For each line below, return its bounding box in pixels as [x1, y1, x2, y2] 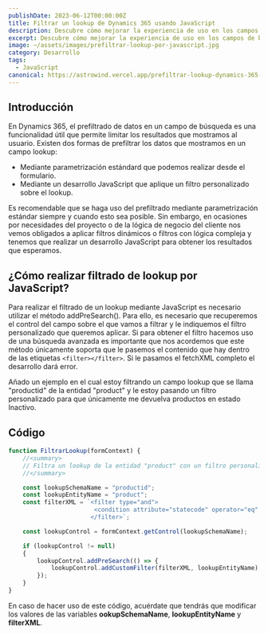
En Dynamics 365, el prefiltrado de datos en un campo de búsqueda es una [8, 121, 257, 132]
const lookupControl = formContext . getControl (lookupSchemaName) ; [22, 527, 248, 535]
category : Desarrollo [8, 49, 81, 57]
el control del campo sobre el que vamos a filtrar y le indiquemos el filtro [8, 320, 246, 329]
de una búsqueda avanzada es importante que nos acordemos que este [8, 337, 245, 346]
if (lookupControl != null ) [22, 541, 116, 550]
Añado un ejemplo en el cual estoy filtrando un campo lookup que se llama [8, 377, 254, 387]
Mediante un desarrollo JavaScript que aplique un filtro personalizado [19, 179, 250, 189]
